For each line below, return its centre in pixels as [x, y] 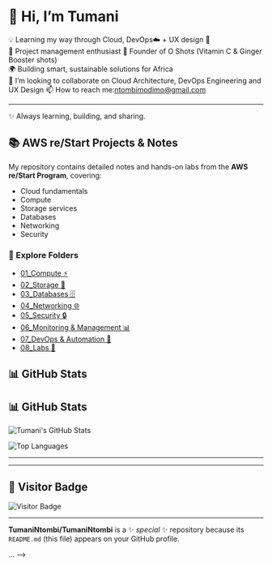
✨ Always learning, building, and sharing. [77, 116]
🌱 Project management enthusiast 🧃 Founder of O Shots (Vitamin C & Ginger [135, 51]
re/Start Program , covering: [55, 175]
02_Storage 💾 [43, 285]
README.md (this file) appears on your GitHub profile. [94, 539]
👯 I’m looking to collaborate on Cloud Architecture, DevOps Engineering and [135, 80]
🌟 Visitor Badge [48, 487]
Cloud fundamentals [54, 191]
